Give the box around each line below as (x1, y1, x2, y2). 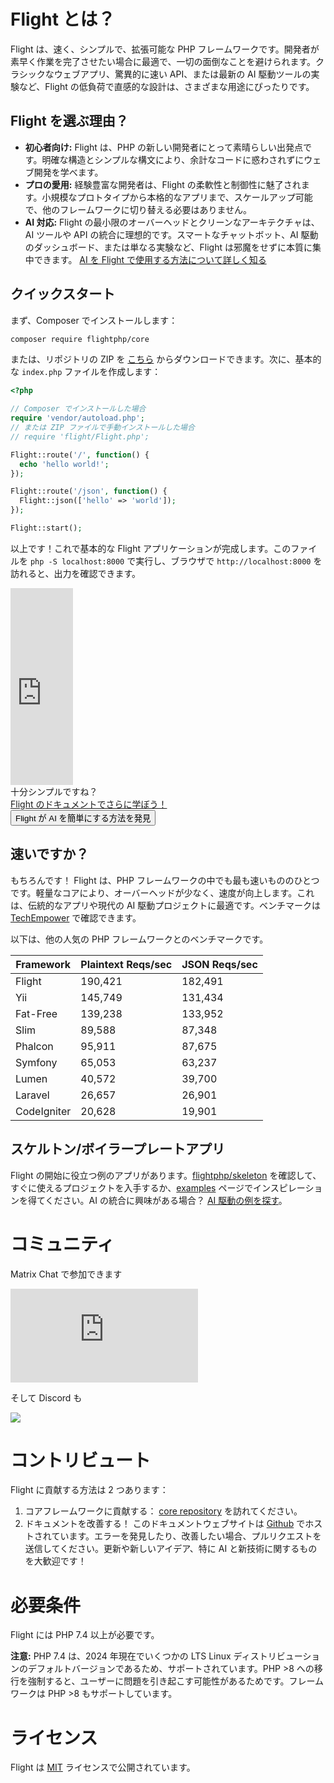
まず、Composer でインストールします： (10, 314, 178, 326)
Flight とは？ (10, 8, 116, 31)
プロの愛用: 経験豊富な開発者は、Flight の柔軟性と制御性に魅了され (24, 178, 302, 190)
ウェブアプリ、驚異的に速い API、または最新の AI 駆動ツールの (53, 68, 312, 80)
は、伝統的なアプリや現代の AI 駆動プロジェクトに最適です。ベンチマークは (10, 899, 321, 911)
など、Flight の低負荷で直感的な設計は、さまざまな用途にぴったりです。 (18, 80, 315, 92)
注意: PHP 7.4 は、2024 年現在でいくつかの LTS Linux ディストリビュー (10, 1650, 303, 1662)
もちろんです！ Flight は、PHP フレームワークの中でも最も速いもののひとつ (10, 874, 320, 886)
